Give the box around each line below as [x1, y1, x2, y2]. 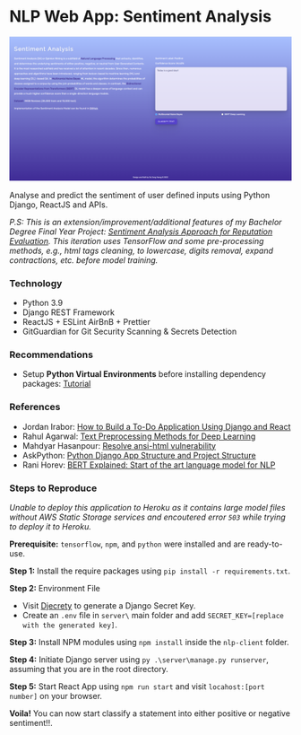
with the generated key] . [21, 619, 118, 630]
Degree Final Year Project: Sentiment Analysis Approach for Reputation [9, 226, 273, 237]
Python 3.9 [21, 298, 64, 309]
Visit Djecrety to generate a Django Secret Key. [21, 600, 196, 611]
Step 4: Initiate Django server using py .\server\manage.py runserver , [9, 654, 269, 665]
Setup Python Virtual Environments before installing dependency [21, 369, 267, 380]
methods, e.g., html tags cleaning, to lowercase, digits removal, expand [9, 245, 273, 256]
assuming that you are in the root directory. [9, 664, 168, 675]
